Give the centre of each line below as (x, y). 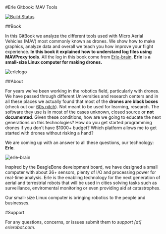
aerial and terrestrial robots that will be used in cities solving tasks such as (81, 183)
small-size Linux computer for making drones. (54, 62)
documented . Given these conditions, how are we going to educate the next (83, 117)
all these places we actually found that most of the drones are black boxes (82, 101)
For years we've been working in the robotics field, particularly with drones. (82, 91)
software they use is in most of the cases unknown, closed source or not (80, 112)
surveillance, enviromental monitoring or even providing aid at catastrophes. (83, 188)
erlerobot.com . (20, 227)
